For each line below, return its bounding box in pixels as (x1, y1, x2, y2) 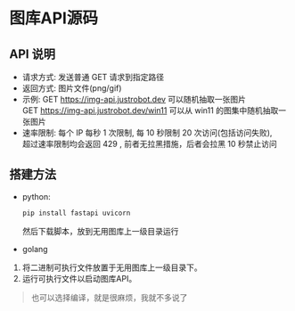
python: (21, 191, 51, 201)
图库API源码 (9, 8, 98, 29)
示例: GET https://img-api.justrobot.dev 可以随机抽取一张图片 (21, 94, 247, 104)
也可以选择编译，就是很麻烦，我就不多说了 (30, 291, 188, 303)
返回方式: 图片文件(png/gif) (21, 83, 122, 94)
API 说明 (9, 46, 56, 61)
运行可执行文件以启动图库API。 (21, 273, 137, 283)
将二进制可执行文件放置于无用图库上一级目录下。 (21, 262, 202, 273)
